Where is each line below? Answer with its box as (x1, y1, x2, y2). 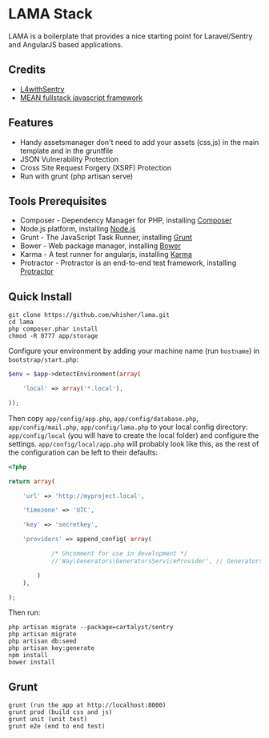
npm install (8, 652, 48, 660)
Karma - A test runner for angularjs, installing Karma (19, 250, 192, 259)
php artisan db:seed (8, 637, 78, 645)
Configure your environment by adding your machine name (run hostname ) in (8, 346, 260, 356)
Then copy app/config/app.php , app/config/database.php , (8, 413, 199, 423)
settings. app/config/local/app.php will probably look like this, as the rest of (8, 439, 259, 448)
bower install (8, 658, 56, 667)
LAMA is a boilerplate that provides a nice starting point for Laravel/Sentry (8, 31, 253, 41)
